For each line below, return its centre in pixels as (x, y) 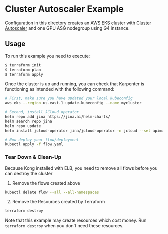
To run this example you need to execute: (48, 56)
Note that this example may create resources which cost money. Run (76, 220)
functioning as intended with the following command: (60, 89)
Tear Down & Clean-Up (33, 157)
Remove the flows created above (46, 183)
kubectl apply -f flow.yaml (34, 144)
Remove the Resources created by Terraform (59, 202)
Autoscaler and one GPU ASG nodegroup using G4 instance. (67, 28)
